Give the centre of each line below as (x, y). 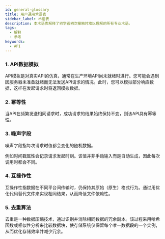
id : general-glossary (27, 10)
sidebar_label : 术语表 (27, 19)
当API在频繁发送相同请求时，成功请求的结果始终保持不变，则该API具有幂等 (81, 114)
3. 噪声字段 (18, 134)
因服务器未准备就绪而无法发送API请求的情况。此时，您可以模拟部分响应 (77, 82)
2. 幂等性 (16, 102)
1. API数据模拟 (22, 64)
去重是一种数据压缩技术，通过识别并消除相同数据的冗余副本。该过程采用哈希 (82, 219)
